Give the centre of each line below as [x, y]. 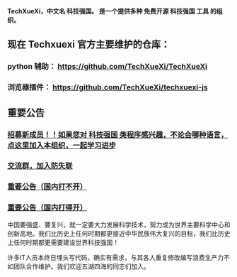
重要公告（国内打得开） [47, 207]
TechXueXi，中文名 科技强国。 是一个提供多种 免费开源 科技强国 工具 [108, 11]
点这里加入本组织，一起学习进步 [62, 145]
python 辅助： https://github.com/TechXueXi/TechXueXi [107, 67]
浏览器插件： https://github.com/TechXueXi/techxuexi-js [108, 87]
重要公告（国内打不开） [47, 187]
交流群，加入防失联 [40, 166]
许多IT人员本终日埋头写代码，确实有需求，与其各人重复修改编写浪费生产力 [116, 257]
